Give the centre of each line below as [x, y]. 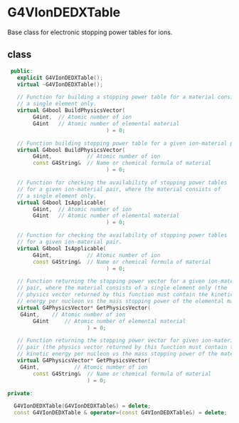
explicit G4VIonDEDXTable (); [60, 78]
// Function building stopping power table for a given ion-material [122, 143]
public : [22, 71]
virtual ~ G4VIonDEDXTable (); [60, 84]
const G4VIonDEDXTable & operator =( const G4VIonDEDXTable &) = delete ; [121, 413]
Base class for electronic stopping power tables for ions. [90, 32]
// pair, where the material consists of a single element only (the [122, 288]
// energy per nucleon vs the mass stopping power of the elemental [120, 301]
